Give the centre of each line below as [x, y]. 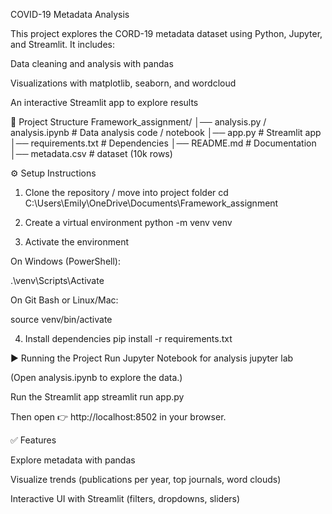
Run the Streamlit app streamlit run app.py [97, 397]
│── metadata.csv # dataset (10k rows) [91, 153]
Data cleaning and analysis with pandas [92, 63]
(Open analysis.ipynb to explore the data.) [96, 377]
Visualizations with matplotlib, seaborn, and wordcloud [123, 83]
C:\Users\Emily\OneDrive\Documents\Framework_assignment [151, 203]
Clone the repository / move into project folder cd [126, 192]
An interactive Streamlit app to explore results [104, 102]
